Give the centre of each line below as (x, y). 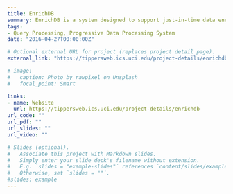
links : (17, 96)
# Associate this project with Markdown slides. (82, 154)
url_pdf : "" (24, 122)
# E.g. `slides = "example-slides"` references (80, 167)
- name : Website (31, 103)
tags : (15, 26)
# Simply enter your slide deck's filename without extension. (103, 160)
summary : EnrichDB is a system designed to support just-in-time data (111, 20)
